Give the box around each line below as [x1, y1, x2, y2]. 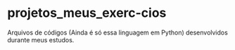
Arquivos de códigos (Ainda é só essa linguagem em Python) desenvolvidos [7, 28, 229, 37]
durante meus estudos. [7, 35, 75, 44]
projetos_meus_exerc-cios [7, 5, 167, 21]
